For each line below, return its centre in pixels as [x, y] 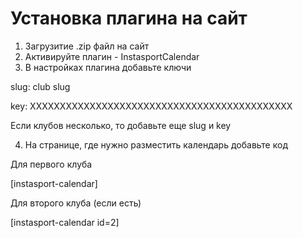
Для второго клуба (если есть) [76, 203]
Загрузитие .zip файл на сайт [87, 46]
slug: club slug [40, 86]
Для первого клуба [51, 164]
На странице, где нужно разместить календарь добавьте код [156, 144]
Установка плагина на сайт [129, 18]
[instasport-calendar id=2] [65, 222]
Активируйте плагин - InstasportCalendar [112, 56]
